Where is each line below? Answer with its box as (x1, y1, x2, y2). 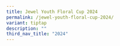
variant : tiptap (6, 20, 47, 26)
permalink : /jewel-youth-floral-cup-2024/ (6, 14, 114, 20)
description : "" (6, 25, 47, 32)
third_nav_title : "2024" (6, 31, 68, 37)
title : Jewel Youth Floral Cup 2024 (6, 8, 98, 15)
